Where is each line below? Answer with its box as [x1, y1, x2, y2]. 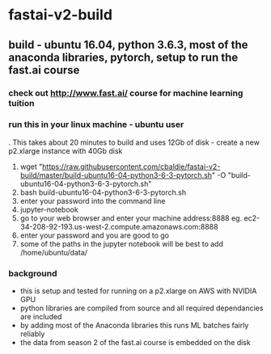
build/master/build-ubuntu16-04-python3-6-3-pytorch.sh [19, 170, 213, 179]
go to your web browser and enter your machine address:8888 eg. [19, 213, 243, 223]
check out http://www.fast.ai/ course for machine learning [8, 87, 243, 99]
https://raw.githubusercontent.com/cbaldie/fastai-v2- [41, 162, 221, 171]
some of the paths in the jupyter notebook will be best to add [19, 238, 224, 248]
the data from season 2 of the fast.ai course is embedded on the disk [19, 338, 251, 348]
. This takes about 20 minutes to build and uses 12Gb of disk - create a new [8, 137, 260, 147]
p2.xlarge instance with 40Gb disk [8, 145, 123, 155]
